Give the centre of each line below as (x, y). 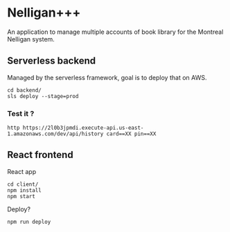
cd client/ (23, 184)
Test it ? (21, 113)
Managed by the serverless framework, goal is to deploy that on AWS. (107, 77)
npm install (24, 190)
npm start (21, 196)
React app (22, 171)
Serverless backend (51, 61)
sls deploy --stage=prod (43, 96)
